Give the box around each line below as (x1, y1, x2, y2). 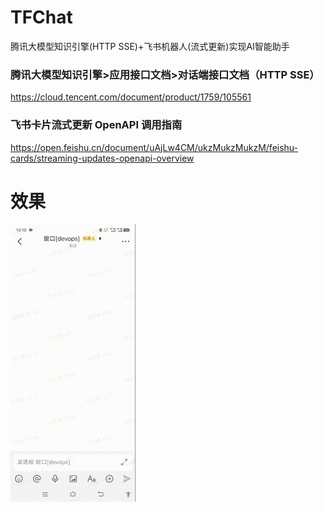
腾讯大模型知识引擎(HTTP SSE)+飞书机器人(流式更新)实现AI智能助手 (10, 40, 290, 52)
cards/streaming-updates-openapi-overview (10, 152, 195, 164)
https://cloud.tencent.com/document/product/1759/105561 (10, 91, 252, 103)
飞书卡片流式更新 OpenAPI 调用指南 (10, 118, 183, 132)
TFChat (10, 6, 73, 29)
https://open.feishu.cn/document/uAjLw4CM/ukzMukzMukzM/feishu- (10, 141, 299, 153)
